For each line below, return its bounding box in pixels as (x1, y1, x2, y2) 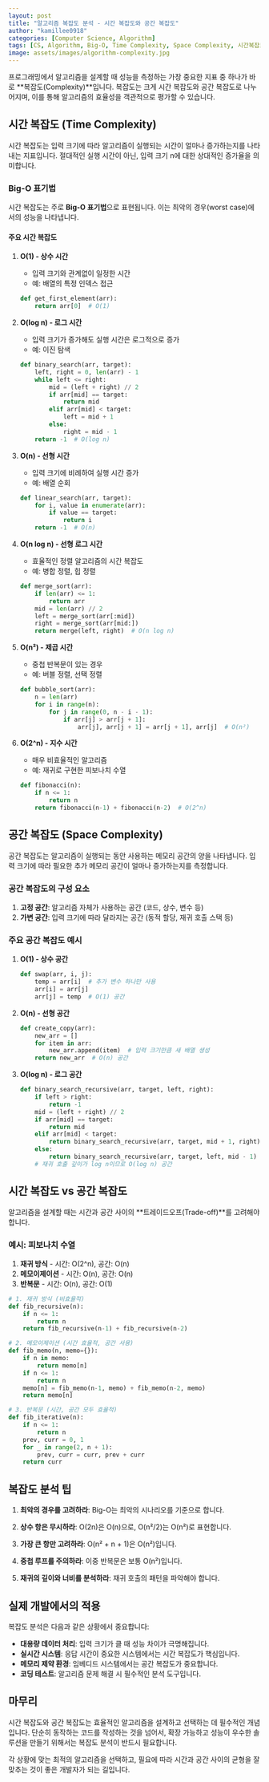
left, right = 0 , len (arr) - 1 (34, 368, 139, 376)
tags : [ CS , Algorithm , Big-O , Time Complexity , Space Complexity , (8, 42, 235, 50)
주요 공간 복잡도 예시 (8, 934, 82, 946)
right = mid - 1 (62, 427, 118, 435)
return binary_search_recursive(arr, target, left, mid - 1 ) (49, 1152, 258, 1161)
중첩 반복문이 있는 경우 (31, 659, 103, 670)
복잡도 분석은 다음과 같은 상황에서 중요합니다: (8, 1622, 150, 1631)
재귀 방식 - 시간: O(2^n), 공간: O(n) (19, 1258, 130, 1268)
